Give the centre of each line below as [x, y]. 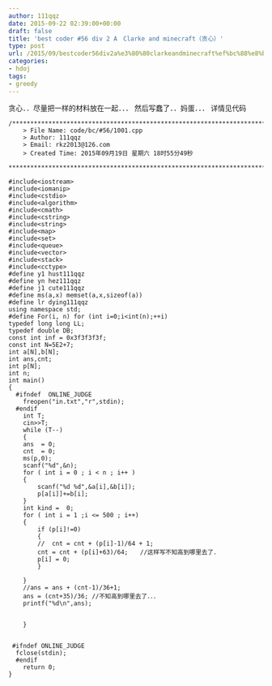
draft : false [30, 31]
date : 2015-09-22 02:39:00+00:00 [65, 24]
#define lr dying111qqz [49, 302]
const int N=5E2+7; [41, 345]
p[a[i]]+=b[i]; [63, 494]
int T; [34, 416]
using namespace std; [45, 309]
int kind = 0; [49, 508]
